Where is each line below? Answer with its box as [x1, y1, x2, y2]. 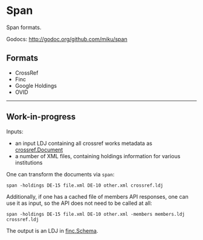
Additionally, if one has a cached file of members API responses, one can [6, 193, 188, 200]
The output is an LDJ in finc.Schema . [6, 227, 98, 234]
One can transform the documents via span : [6, 170, 115, 178]
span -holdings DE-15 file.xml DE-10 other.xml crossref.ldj [6, 182, 164, 188]
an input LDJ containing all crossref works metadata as [14, 139, 153, 147]
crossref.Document [14, 146, 63, 153]
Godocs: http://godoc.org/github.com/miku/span [6, 35, 128, 42]
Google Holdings [14, 82, 57, 89]
